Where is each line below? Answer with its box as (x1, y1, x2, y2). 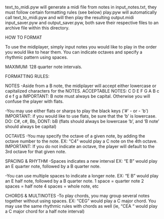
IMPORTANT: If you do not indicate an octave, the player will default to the (5, 144, 155, 149)
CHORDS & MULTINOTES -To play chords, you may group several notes (5, 193, 150, 198)
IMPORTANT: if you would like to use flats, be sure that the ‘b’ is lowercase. (5, 113, 157, 119)
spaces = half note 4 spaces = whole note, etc (5, 183, 99, 189)
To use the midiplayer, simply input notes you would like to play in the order (5, 44, 157, 49)
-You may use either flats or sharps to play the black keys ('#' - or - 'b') (5, 108, 148, 114)
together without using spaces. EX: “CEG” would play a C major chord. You (5, 198, 156, 204)
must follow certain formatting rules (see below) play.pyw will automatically (5, 9, 157, 15)
